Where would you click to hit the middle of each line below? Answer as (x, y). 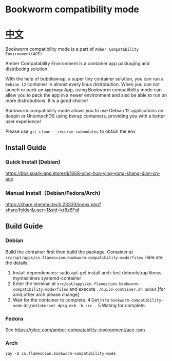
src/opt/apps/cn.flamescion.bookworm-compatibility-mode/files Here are (84, 257)
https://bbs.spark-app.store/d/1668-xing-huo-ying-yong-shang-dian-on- (83, 173)
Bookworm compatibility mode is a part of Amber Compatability (72, 49)
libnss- (156, 272)
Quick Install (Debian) (33, 162)
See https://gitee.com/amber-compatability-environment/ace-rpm (75, 330)
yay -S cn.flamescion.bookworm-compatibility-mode (61, 354)
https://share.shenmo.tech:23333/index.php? (53, 205)
